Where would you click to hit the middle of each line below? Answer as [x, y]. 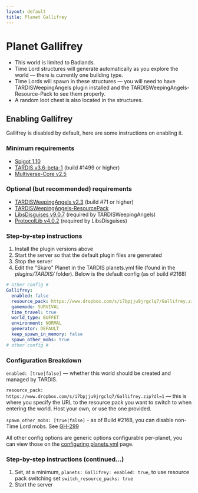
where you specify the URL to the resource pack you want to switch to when [99, 402]
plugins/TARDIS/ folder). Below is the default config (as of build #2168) [100, 274]
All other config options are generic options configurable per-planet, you [94, 438]
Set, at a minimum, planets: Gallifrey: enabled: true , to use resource [102, 472]
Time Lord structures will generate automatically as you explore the [96, 69]
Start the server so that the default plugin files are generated [88, 255]
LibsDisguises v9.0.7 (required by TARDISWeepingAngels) [85, 214]
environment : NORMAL [37, 323]
